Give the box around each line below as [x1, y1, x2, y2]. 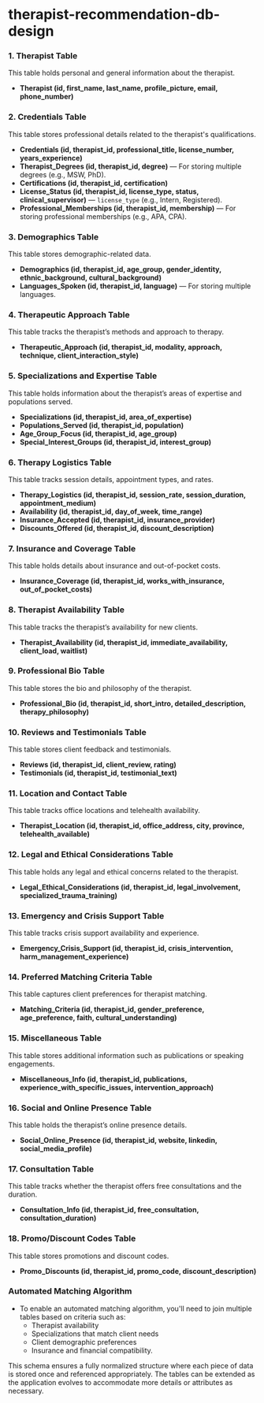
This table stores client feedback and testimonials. [8, 744, 172, 754]
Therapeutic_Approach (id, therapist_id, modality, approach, [19, 343, 223, 352]
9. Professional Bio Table [8, 666, 105, 677]
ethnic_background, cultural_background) [19, 273, 162, 283]
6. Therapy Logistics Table [8, 457, 112, 468]
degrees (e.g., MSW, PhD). [19, 169, 106, 179]
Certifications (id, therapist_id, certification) [19, 178, 168, 187]
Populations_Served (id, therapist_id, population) [19, 420, 184, 430]
